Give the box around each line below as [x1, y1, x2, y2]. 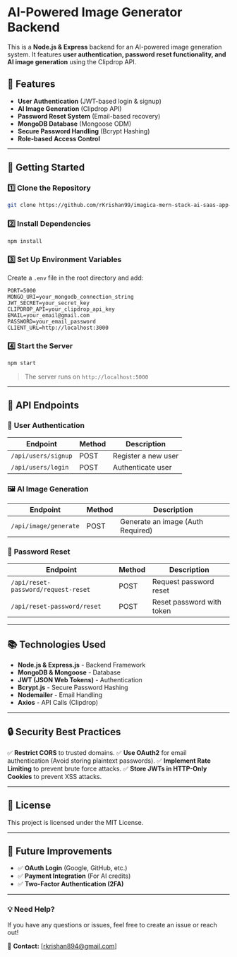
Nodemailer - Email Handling [17, 691, 103, 699]
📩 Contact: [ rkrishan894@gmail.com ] [7, 941, 118, 950]
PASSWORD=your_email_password [7, 318, 97, 325]
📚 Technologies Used [7, 638, 106, 650]
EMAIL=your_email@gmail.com [7, 311, 90, 319]
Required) [119, 525, 153, 535]
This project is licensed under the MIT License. [7, 818, 144, 826]
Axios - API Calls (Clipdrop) [17, 699, 99, 707]
